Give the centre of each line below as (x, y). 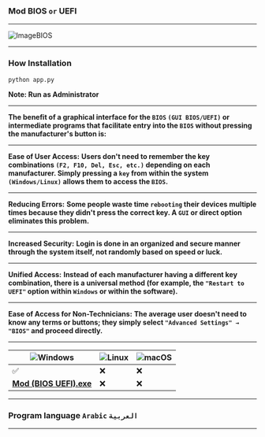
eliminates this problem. (49, 220)
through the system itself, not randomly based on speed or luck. (116, 252)
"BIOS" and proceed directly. (56, 330)
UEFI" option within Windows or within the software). (93, 291)
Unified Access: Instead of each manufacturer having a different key (123, 274)
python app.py (32, 80)
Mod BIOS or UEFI (43, 11)
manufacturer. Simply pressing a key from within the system (108, 173)
